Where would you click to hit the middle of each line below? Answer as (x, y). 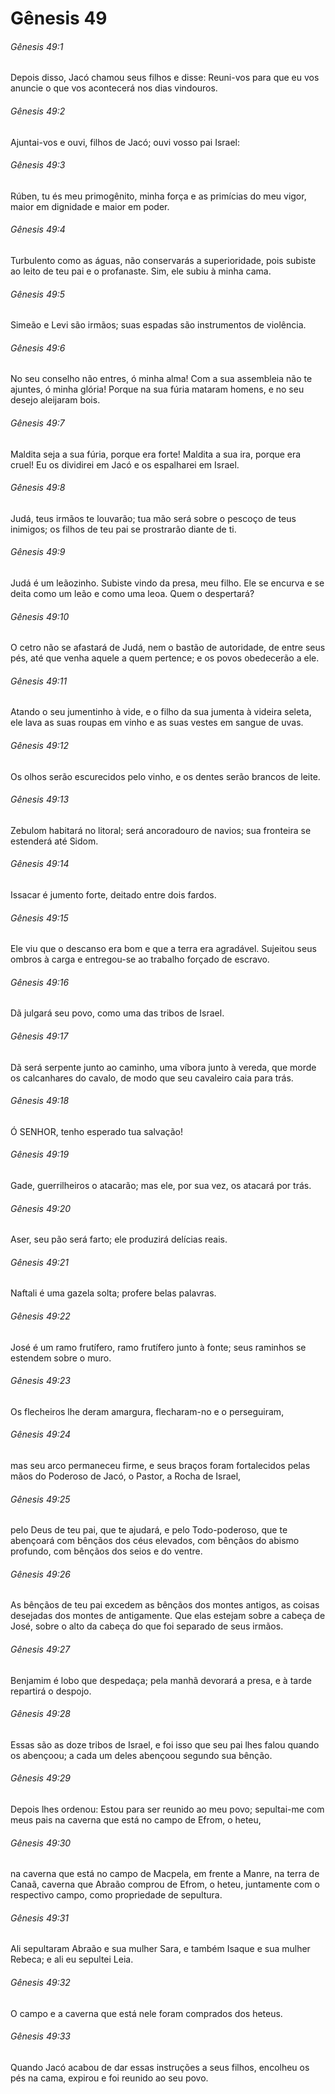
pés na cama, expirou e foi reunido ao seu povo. (109, 2078)
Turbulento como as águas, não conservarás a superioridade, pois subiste (163, 260)
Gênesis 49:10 (40, 616)
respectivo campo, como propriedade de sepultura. (116, 1895)
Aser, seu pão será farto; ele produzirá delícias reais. (119, 1239)
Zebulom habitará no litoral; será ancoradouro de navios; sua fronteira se (161, 830)
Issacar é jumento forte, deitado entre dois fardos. (113, 895)
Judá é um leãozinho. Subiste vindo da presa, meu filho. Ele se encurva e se (167, 583)
